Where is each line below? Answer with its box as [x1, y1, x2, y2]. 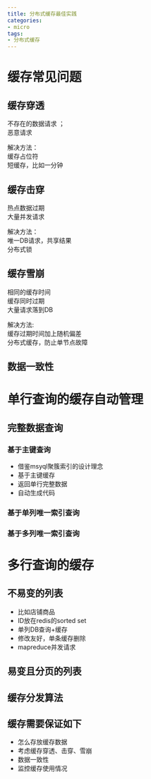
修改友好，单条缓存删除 [17, 634, 86, 642]
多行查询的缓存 [7, 557, 95, 574]
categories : [7, 17, 42, 24]
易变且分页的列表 [7, 665, 82, 677]
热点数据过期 [7, 203, 44, 212]
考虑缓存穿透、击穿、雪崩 [17, 747, 92, 755]
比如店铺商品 [17, 608, 55, 616]
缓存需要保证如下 [7, 718, 82, 730]
